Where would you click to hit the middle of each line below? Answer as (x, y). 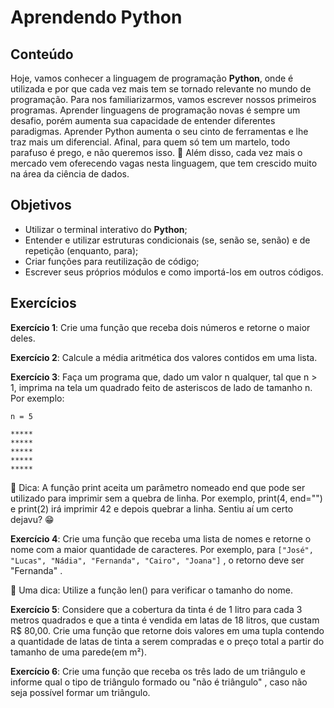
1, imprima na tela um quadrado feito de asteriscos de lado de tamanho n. (161, 387)
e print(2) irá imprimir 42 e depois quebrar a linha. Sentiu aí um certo (152, 508)
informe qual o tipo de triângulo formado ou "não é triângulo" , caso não (159, 682)
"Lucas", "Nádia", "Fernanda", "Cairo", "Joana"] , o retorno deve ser (157, 560)
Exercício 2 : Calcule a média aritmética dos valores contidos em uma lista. (164, 357)
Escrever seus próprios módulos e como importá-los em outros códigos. (174, 272)
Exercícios (43, 303)
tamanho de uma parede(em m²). (78, 652)
